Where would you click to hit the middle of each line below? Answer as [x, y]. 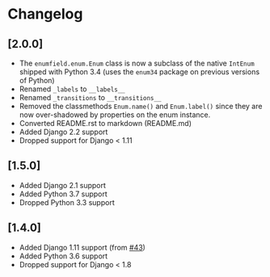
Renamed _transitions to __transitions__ [90, 97]
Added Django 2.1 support [63, 185]
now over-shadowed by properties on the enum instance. [115, 115]
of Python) [37, 80]
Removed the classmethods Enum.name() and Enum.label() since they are [141, 106]
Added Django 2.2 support [63, 132]
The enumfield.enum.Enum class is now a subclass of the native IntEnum [137, 63]
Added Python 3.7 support [63, 194]
